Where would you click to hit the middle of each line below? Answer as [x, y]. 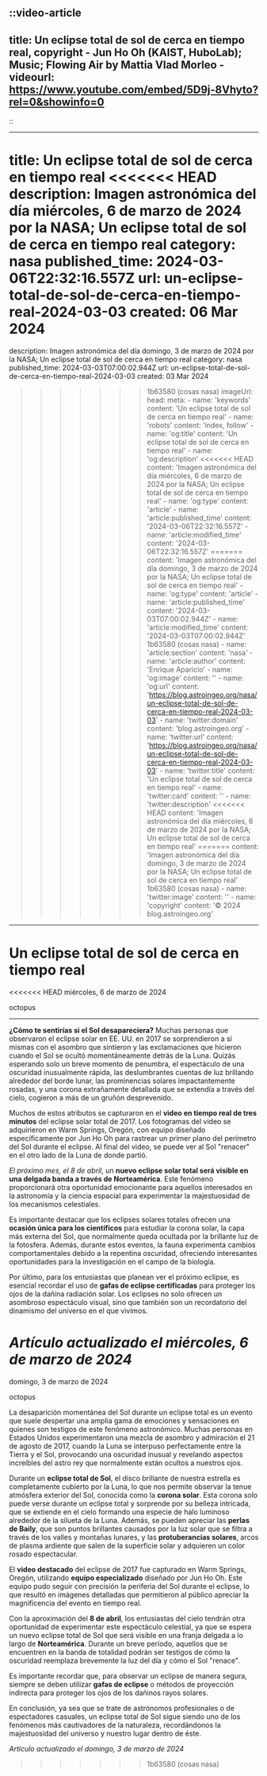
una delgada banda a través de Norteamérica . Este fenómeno [111, 1179]
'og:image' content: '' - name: [195, 678]
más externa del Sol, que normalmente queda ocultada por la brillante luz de [133, 1237]
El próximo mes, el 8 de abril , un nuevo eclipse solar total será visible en [129, 1171]
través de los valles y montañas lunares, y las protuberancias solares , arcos [134, 1537]
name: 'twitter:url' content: [190, 737]
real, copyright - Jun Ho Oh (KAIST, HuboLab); [126, 52]
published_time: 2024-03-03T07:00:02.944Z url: [89, 368]
